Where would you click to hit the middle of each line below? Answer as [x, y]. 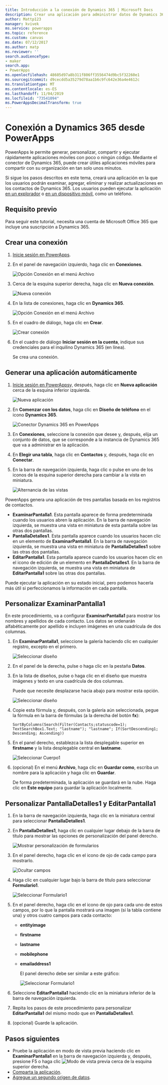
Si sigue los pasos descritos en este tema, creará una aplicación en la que [81, 178]
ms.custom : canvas [24, 38]
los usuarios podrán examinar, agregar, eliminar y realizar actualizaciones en [84, 183]
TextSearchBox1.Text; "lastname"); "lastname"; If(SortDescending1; [85, 729]
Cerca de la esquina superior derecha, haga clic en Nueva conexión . [83, 284]
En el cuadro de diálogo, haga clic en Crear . [58, 322]
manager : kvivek [22, 24]
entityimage [33, 925]
